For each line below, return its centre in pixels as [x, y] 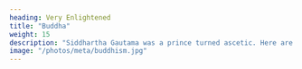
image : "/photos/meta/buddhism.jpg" [78, 51]
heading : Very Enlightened [60, 17]
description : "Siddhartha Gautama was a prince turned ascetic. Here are [151, 43]
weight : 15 [30, 34]
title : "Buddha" [40, 26]
